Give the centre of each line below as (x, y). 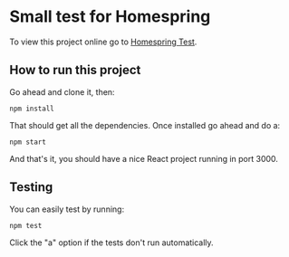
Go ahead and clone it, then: (62, 91)
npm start (28, 142)
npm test (26, 225)
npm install (32, 109)
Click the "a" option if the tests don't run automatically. (112, 243)
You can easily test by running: (67, 209)
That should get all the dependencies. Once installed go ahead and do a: (145, 125)
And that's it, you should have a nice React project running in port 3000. (144, 158)
